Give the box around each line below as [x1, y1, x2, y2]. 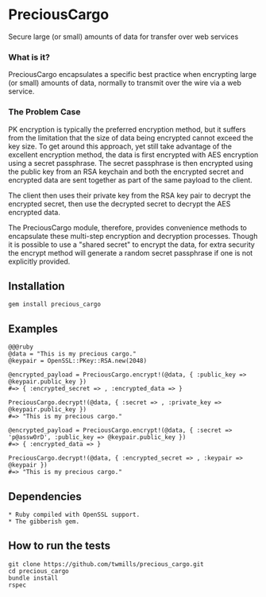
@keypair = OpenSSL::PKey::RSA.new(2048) [8, 357, 148, 365]
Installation [8, 279, 65, 293]
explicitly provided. [8, 256, 71, 266]
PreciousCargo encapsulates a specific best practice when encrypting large [8, 70, 256, 79]
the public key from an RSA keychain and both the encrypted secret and [8, 167, 245, 176]
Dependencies [8, 490, 82, 503]
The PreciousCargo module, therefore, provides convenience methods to [8, 222, 248, 232]
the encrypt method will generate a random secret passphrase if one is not [8, 248, 253, 257]
